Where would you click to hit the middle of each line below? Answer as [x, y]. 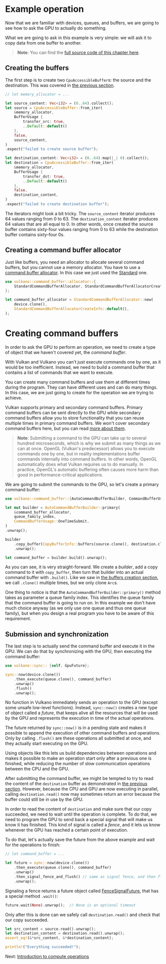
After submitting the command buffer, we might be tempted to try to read [79, 779]
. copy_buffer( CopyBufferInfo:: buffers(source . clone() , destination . [86, 544]
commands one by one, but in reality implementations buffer [79, 454]
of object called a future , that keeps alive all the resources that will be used [82, 713]
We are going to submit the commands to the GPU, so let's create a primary [82, 484]
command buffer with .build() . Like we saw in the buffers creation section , [82, 578]
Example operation [44, 9]
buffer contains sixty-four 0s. [35, 234]
